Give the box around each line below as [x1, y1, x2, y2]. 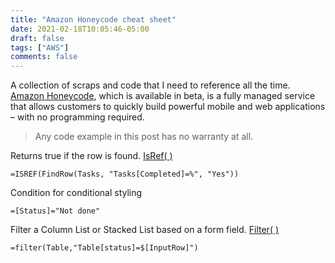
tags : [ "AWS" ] [10, 42, 70, 53]
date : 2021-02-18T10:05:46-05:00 [10, 24, 150, 34]
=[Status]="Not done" [10, 206, 101, 216]
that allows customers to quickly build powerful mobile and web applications [10, 101, 326, 113]
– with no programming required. [10, 111, 145, 123]
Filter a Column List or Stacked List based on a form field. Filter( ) [10, 224, 280, 236]
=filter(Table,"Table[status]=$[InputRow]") [10, 243, 199, 253]
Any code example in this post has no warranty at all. [34, 131, 254, 143]
